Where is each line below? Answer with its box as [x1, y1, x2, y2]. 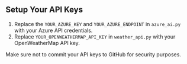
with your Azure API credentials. [14, 27, 93, 34]
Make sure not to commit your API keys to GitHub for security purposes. [5, 50, 182, 58]
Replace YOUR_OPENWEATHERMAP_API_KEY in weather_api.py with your [14, 33, 176, 40]
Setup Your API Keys [5, 5, 83, 15]
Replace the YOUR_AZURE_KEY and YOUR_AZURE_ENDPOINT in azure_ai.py [14, 20, 181, 27]
